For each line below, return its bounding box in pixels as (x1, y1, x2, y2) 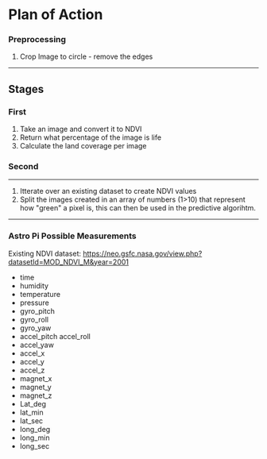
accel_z (19, 365, 45, 375)
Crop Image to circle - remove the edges (19, 52, 153, 61)
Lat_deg (19, 399, 46, 408)
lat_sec (19, 415, 44, 426)
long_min (19, 433, 50, 442)
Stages (8, 82, 44, 96)
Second (8, 161, 39, 172)
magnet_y (19, 382, 52, 391)
